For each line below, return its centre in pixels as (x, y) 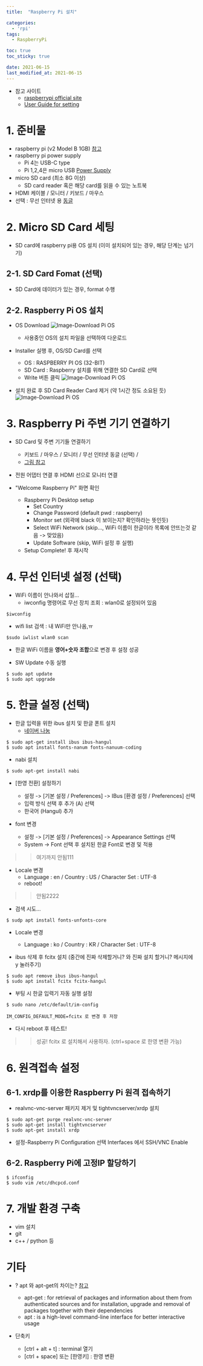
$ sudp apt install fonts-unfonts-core (56, 920)
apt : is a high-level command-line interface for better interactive (105, 1317)
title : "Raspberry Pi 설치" (42, 12)
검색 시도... (28, 909)
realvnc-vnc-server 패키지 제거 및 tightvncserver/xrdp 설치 (87, 1108)
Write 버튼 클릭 (42, 378)
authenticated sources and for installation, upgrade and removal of (107, 1304)
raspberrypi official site (53, 98)
